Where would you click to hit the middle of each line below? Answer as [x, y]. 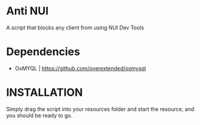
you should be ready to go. [40, 115]
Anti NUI [28, 11]
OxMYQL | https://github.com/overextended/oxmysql [80, 68]
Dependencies [43, 52]
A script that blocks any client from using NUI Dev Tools [75, 28]
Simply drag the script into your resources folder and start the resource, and [100, 109]
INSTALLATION [44, 92]
